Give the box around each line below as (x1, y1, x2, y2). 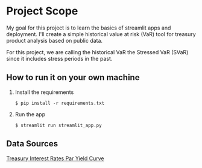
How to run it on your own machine (6, 72, 140, 82)
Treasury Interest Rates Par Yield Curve (6, 155, 104, 162)
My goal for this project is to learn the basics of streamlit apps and (6, 24, 171, 31)
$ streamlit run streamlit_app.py (14, 122, 102, 128)
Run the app (14, 110, 46, 118)
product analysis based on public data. (6, 37, 103, 44)
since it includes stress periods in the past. (6, 55, 113, 62)
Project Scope (6, 4, 78, 18)
